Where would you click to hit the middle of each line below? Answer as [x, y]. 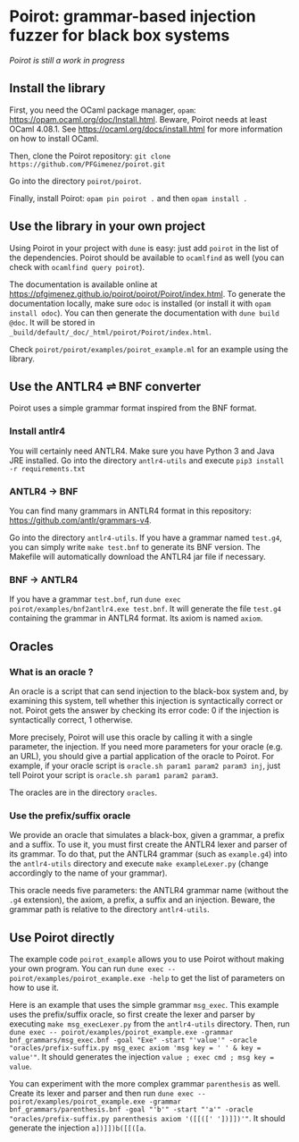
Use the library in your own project [107, 227]
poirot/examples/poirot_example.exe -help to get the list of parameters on [147, 978]
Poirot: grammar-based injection [133, 17]
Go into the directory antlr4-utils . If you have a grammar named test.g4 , [146, 537]
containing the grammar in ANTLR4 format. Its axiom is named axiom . [136, 618]
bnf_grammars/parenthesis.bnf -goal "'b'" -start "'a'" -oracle [131, 1110]
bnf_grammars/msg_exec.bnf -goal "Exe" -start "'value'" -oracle [133, 1040]
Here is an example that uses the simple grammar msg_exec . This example [144, 1005]
